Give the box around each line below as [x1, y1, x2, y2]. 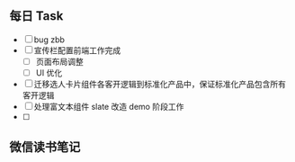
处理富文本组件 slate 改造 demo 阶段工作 [33, 101, 184, 112]
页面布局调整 [35, 56, 84, 67]
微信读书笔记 [9, 139, 81, 155]
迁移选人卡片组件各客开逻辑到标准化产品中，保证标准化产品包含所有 [33, 78, 286, 89]
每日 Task [9, 8, 64, 24]
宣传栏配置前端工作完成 [33, 44, 121, 56]
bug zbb [33, 34, 66, 45]
